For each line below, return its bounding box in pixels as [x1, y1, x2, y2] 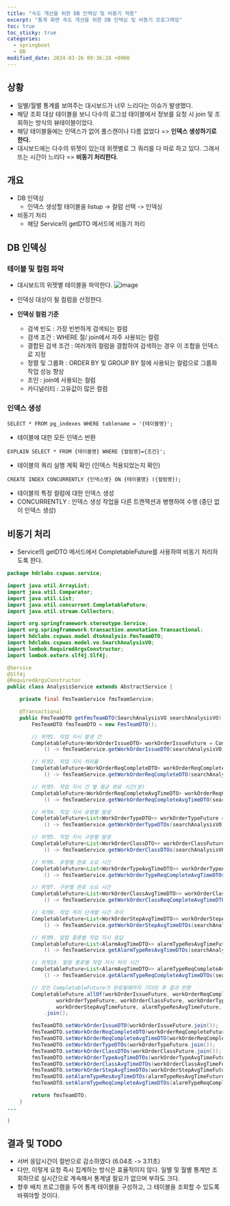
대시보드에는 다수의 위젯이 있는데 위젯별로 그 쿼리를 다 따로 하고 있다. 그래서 [16, 144, 220, 152]
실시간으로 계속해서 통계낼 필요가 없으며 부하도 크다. [40, 1174, 180, 1183]
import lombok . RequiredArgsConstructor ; [7, 645, 125, 652]
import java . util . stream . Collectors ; [7, 608, 115, 615]
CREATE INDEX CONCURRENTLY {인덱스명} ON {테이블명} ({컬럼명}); [7, 476, 181, 483]
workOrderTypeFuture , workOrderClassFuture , [55, 997, 186, 1004]
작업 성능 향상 [27, 367, 64, 376]
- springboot [13, 42, 51, 49]
